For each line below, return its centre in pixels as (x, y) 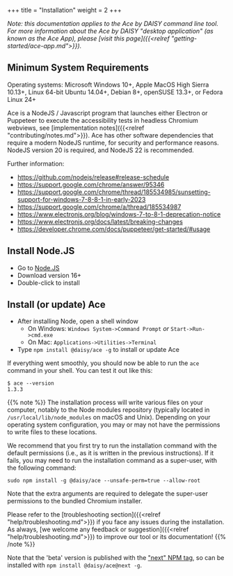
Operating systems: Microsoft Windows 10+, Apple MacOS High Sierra (108, 84)
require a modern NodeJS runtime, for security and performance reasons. (113, 142)
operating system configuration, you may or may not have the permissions (114, 424)
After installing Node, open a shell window (78, 321)
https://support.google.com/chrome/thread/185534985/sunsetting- (114, 192)
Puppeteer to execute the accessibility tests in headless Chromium (103, 120)
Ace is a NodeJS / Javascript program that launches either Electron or (107, 113)
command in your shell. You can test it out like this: (80, 371)
